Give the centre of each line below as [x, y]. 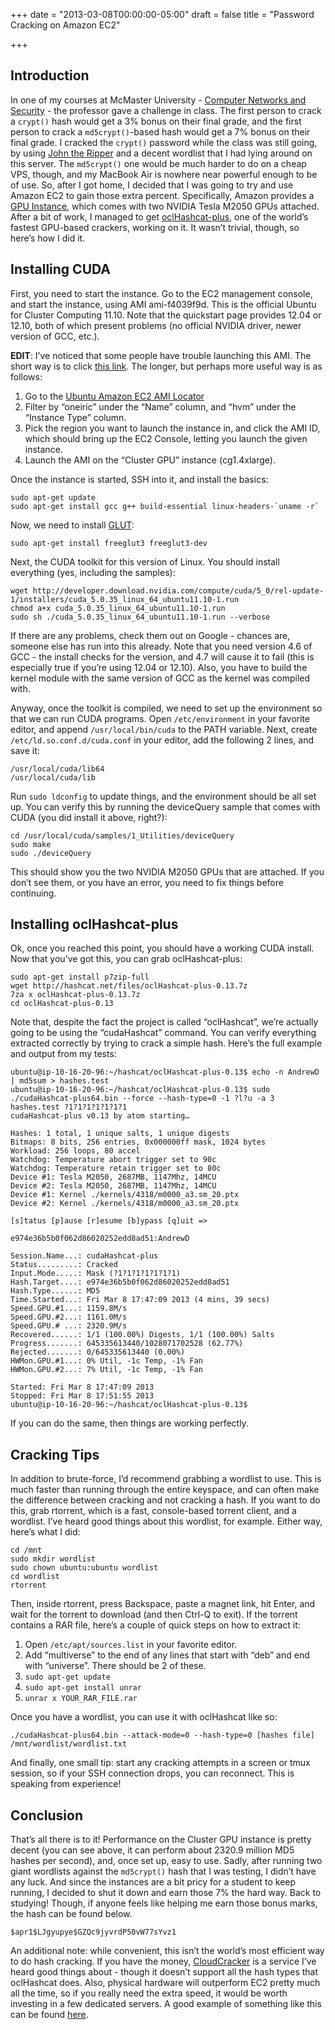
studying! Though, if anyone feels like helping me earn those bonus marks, [164, 1903]
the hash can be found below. [71, 1914]
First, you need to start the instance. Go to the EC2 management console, [161, 293]
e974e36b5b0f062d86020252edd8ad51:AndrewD [100, 1239]
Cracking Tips [55, 1454]
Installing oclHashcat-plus [94, 924]
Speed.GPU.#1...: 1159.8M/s [69, 1309]
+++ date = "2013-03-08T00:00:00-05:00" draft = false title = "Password [162, 14]
